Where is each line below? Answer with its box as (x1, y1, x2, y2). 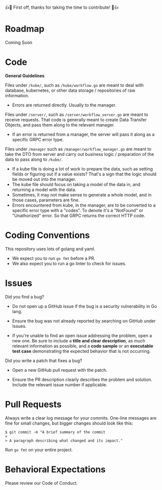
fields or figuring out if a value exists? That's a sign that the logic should (12, 171, 157, 177)
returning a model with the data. (12, 187, 76, 192)
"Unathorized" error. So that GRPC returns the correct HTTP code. (12, 213, 145, 218)
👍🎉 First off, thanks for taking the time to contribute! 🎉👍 (5, 4, 119, 10)
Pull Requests (5, 399, 62, 410)
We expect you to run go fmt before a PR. (12, 255, 96, 261)
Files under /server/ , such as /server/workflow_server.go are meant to (5, 111, 148, 117)
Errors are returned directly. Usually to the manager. (12, 102, 117, 108)
